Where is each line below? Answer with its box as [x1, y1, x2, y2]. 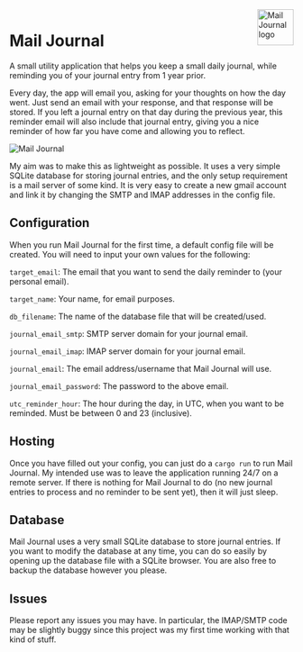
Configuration [9, 215, 90, 231]
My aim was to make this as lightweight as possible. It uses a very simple [9, 160, 281, 171]
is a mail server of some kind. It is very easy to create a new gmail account [9, 179, 287, 190]
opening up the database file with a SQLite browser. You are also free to [9, 556, 277, 566]
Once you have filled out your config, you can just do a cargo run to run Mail [9, 457, 293, 468]
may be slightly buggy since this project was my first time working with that [9, 625, 290, 636]
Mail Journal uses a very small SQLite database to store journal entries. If [9, 536, 281, 548]
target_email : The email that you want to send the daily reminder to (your [9, 266, 282, 277]
